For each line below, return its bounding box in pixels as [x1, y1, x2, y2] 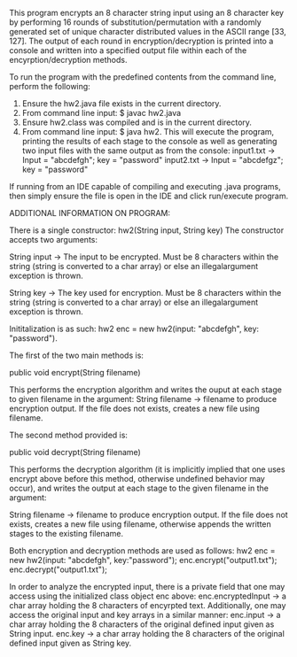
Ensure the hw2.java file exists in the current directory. [21, 98, 222, 109]
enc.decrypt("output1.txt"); [9, 564, 108, 575]
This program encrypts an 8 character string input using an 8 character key [9, 8, 285, 18]
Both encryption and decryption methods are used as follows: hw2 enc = [9, 545, 277, 556]
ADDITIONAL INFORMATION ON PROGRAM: [9, 208, 171, 218]
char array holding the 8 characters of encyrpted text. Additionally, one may [9, 600, 286, 610]
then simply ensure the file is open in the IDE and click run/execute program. [9, 190, 289, 201]
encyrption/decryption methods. [9, 55, 128, 65]
